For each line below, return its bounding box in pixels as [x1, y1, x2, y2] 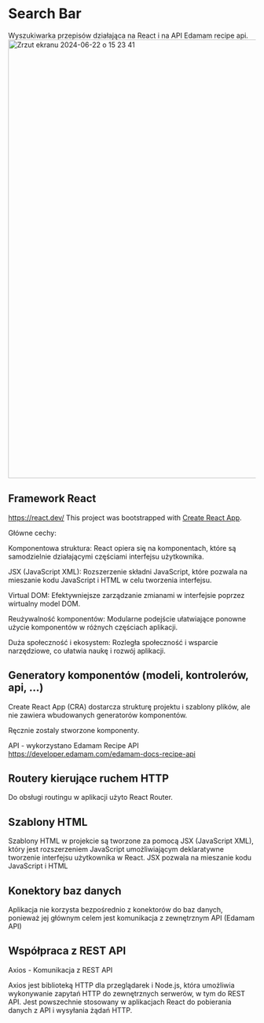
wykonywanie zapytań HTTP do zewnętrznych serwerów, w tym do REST [8, 988, 246, 998]
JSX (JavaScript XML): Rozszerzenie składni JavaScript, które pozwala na [8, 566, 247, 576]
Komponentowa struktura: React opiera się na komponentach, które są [8, 543, 236, 552]
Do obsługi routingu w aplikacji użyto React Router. [8, 793, 173, 802]
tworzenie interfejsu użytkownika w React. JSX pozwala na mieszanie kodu [8, 853, 252, 863]
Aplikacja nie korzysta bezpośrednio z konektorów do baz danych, [8, 905, 223, 914]
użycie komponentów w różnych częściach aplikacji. [8, 622, 178, 632]
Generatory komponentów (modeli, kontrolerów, [8, 669, 249, 682]
